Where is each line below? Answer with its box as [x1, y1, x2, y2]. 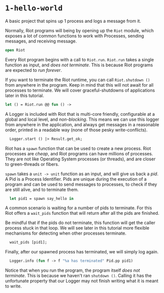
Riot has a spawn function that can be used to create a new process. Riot [5, 145, 151, 151]
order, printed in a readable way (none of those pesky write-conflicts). [5, 127, 148, 133]
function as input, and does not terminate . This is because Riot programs [5, 62, 153, 68]
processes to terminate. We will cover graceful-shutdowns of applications [5, 87, 155, 93]
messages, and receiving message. [5, 38, 77, 44]
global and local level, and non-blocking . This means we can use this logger [5, 116, 160, 122]
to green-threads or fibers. [5, 161, 59, 167]
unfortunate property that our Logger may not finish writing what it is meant [5, 278, 159, 284]
